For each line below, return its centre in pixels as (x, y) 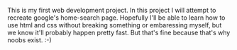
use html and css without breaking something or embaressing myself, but (115, 25)
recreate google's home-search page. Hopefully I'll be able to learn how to (116, 18)
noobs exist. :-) (29, 40)
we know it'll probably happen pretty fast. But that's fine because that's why (119, 32)
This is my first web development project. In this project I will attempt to (112, 10)
